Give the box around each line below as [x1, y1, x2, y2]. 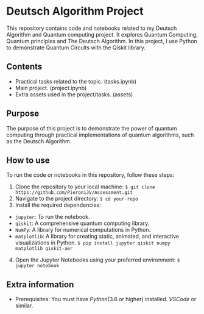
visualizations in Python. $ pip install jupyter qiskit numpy [15, 239, 171, 246]
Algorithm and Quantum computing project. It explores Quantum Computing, [6, 30, 198, 38]
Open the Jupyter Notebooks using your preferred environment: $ [15, 256, 180, 263]
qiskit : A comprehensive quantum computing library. [15, 219, 150, 227]
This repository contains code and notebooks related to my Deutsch [6, 24, 177, 32]
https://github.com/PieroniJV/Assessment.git [15, 190, 133, 196]
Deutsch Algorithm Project [6, 4, 144, 18]
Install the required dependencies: [15, 201, 102, 209]
